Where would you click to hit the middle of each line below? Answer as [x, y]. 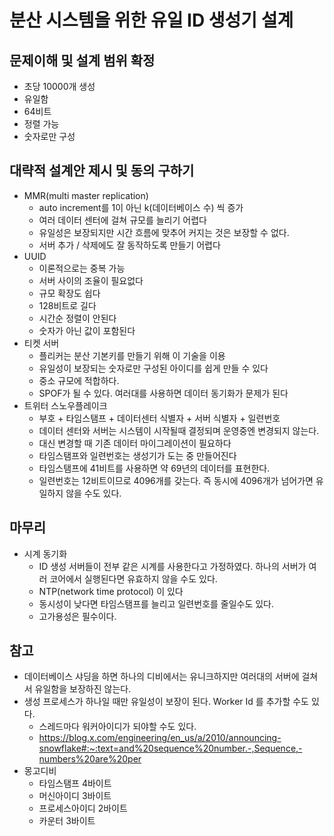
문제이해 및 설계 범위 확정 [82, 60]
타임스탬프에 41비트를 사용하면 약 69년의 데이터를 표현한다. [154, 468]
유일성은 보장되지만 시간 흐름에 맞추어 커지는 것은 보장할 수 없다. [164, 232]
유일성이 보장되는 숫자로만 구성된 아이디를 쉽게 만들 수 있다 [153, 368]
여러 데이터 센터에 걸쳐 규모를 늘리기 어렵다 [122, 220]
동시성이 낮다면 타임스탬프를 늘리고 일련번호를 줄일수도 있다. [156, 603]
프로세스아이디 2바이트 [83, 808]
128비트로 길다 [67, 305]
